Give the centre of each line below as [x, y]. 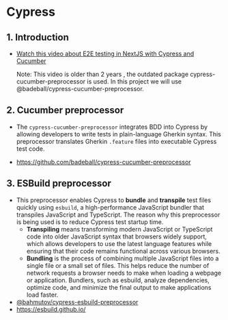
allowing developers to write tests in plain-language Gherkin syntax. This [118, 134]
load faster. [42, 295]
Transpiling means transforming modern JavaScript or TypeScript [119, 229]
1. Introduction [38, 37]
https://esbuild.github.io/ [51, 309]
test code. [30, 149]
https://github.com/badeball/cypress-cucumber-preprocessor [104, 162]
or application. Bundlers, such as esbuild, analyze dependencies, [118, 280]
